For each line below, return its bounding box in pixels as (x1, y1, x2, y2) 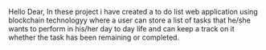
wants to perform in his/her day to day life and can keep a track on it (8, 24, 235, 33)
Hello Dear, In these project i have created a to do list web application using (8, 7, 259, 16)
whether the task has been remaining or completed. (8, 32, 179, 42)
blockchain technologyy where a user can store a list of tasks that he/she (8, 15, 251, 25)
